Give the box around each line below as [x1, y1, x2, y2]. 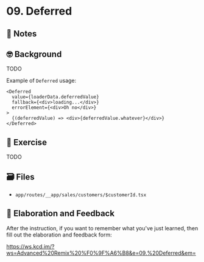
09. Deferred [6, 4, 72, 18]
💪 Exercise [6, 137, 47, 147]
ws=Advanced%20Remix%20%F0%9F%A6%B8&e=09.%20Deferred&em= [6, 249, 196, 257]
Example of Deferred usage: [6, 77, 77, 84]
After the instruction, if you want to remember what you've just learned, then [6, 224, 199, 232]
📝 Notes [6, 29, 37, 39]
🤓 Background [6, 49, 62, 59]
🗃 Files [6, 171, 35, 182]
